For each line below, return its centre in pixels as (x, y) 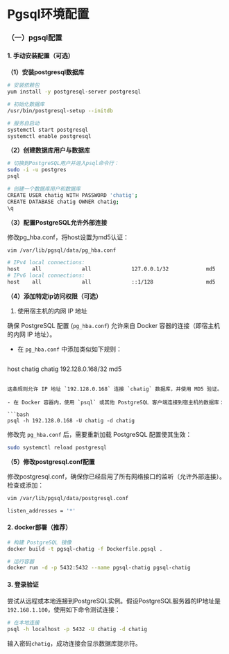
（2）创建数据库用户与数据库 (49, 150)
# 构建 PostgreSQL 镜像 (39, 542)
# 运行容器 (21, 561)
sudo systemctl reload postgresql (57, 447)
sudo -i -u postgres (37, 170)
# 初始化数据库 (26, 105)
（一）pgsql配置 (35, 37)
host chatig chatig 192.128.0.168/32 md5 (65, 369)
